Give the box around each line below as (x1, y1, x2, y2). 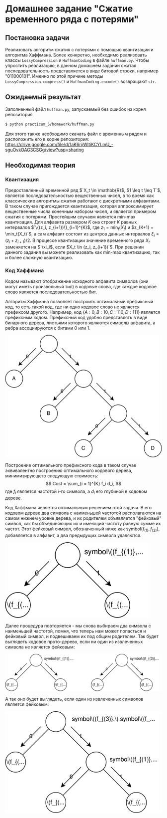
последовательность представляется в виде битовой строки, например (5, 68, 159, 74)
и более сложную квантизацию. (5, 254, 74, 260)
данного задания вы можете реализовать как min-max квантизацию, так (5, 249, 160, 255)
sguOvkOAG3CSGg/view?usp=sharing (5, 147, 84, 153)
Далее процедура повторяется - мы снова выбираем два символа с (5, 622, 152, 628)
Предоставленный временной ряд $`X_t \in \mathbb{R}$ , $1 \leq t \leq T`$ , (5, 188, 162, 194)
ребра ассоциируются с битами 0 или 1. (5, 325, 90, 331)
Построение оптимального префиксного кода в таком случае (5, 462, 137, 468)
